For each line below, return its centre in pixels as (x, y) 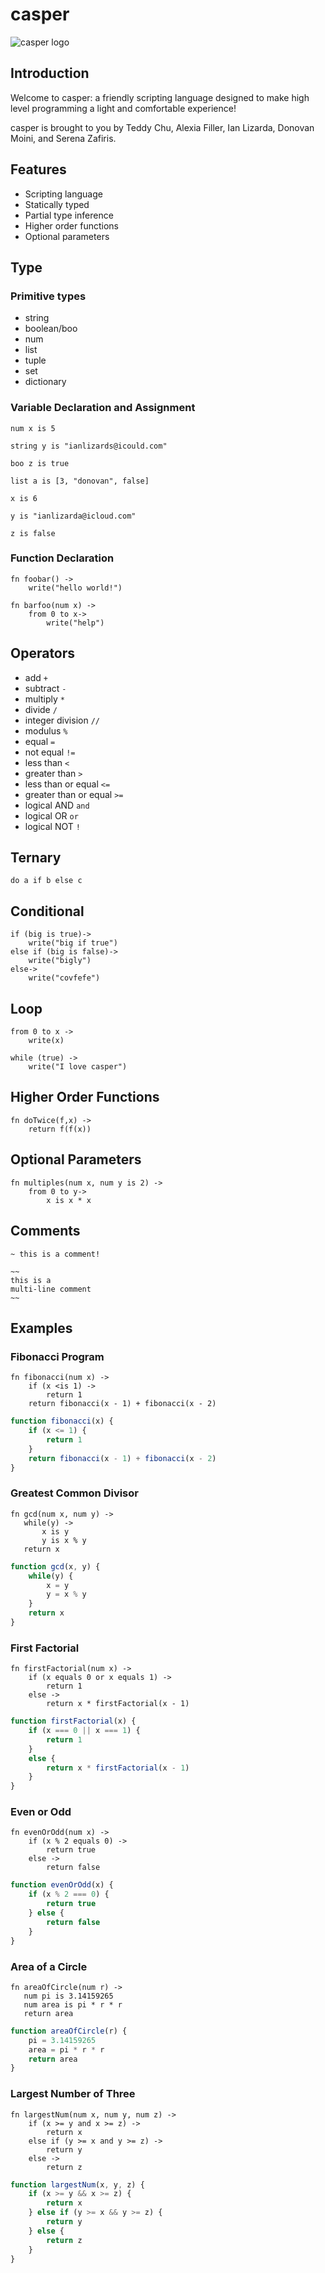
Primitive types (48, 296)
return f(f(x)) (60, 1129)
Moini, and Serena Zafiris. (63, 138)
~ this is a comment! (55, 1254)
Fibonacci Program (57, 1356)
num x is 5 (33, 428)
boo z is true (40, 463)
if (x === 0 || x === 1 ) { (84, 1731)
